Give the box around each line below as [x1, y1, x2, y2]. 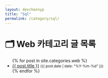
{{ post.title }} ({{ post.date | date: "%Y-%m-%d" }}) [12, 63, 104, 69]
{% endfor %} [12, 68, 40, 74]
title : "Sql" [5, 12, 31, 16]
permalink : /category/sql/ [5, 16, 60, 21]
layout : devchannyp [5, 7, 45, 12]
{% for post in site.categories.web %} [12, 58, 88, 63]
